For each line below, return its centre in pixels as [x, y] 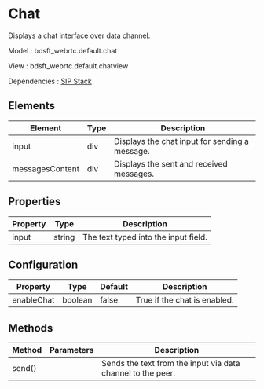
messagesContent [46, 168]
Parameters [72, 350]
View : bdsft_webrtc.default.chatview [68, 66]
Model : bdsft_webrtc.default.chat [63, 50]
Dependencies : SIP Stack [50, 81]
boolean [77, 300]
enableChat [33, 300]
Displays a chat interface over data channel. [79, 35]
